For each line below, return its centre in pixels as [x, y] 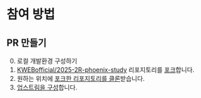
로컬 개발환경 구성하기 [47, 61]
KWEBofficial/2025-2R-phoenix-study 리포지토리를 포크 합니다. [105, 70]
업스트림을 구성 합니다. [47, 87]
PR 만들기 [27, 43]
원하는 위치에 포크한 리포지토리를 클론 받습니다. [81, 79]
